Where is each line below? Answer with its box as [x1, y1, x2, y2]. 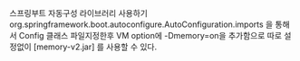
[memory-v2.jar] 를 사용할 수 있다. [33, 41, 158, 52]
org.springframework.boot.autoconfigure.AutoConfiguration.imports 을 [9, 19, 274, 30]
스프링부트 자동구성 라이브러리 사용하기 [9, 8, 148, 18]
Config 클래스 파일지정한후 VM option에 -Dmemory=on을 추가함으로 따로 [18, 30, 283, 40]
